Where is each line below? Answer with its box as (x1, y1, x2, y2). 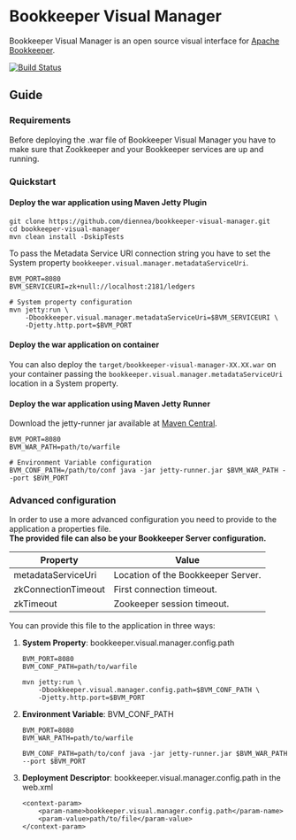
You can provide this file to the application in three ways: (9, 620, 216, 631)
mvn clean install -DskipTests (9, 232, 125, 241)
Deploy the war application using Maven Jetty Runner (9, 398, 210, 409)
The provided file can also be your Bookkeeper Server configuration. (9, 533, 267, 543)
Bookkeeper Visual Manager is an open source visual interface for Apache (9, 35, 280, 46)
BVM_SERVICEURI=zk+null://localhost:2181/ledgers (9, 281, 196, 291)
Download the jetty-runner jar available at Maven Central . (9, 418, 218, 428)
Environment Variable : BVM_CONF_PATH (21, 709, 174, 720)
